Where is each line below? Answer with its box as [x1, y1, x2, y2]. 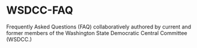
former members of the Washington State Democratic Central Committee [6, 29, 188, 36]
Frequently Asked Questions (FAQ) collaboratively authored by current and [6, 23, 192, 30]
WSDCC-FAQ [6, 4, 73, 17]
